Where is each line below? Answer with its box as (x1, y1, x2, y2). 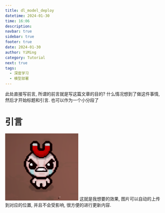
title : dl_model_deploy (5, 8, 55, 13)
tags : (5, 66, 16, 71)
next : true (5, 60, 28, 66)
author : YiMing (5, 50, 37, 55)
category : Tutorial (5, 55, 46, 60)
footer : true (5, 40, 32, 45)
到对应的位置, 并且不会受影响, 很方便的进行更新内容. (5, 202, 111, 208)
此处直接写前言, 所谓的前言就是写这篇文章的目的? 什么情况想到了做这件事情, (5, 91, 160, 97)
